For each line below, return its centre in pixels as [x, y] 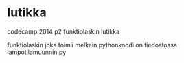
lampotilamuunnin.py [37, 52]
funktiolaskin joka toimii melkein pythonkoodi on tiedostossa [92, 45]
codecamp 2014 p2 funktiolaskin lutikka [64, 32]
